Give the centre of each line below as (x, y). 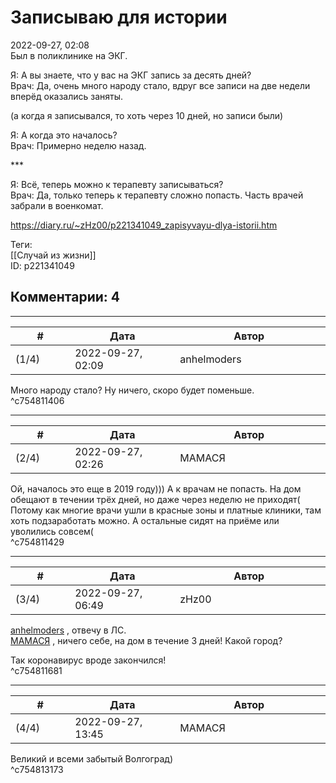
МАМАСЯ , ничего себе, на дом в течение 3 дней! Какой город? (146, 640)
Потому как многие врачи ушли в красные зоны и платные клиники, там (166, 510)
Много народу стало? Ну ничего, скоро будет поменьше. (132, 390)
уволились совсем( (52, 531)
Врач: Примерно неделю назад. (78, 145)
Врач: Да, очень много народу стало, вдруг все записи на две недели (160, 85)
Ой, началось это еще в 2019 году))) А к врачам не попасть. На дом (156, 488)
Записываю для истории (119, 17)
